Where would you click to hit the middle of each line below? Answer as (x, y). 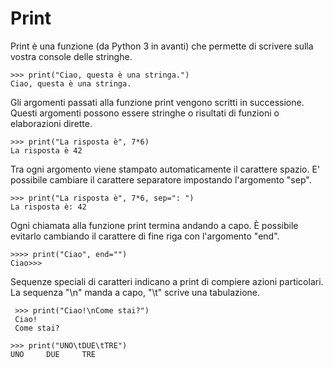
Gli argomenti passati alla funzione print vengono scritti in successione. (157, 102)
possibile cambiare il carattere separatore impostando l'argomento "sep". (161, 179)
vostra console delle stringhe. (71, 56)
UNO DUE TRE (53, 354)
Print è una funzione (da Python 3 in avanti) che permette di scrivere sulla (162, 46)
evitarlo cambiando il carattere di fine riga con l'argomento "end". (145, 236)
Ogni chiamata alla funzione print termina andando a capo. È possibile (154, 225)
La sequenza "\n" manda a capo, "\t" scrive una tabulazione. (135, 292)
